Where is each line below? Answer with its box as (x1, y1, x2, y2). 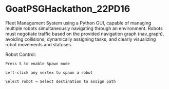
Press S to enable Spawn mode (5, 61, 70, 66)
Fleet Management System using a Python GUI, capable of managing (5, 20, 152, 26)
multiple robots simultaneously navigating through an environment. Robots (5, 25, 163, 31)
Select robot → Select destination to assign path (5, 79, 116, 84)
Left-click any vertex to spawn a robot (5, 70, 93, 75)
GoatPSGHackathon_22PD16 (5, 3, 130, 15)
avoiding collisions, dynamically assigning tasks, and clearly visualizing (5, 36, 156, 42)
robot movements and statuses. (5, 41, 72, 47)
